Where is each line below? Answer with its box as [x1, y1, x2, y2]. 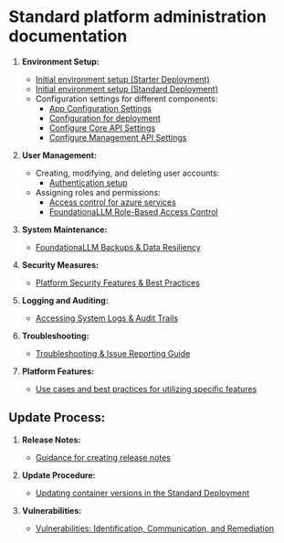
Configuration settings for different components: [35, 93, 218, 104]
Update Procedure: [21, 469, 96, 481]
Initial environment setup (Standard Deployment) [35, 83, 218, 94]
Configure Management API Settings [48, 132, 187, 143]
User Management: [21, 149, 98, 161]
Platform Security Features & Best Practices [35, 277, 200, 288]
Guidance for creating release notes [35, 452, 171, 463]
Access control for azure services [48, 197, 177, 208]
